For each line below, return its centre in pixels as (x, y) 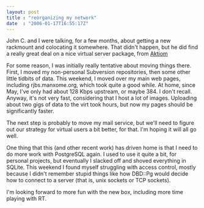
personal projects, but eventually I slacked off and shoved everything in (96, 161)
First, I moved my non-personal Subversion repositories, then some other (98, 72)
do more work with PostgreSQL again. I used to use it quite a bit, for (92, 154)
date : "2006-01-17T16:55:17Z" (47, 23)
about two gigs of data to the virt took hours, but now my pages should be (100, 105)
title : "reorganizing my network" (52, 18)
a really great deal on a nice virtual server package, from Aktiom (87, 54)
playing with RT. (27, 199)
